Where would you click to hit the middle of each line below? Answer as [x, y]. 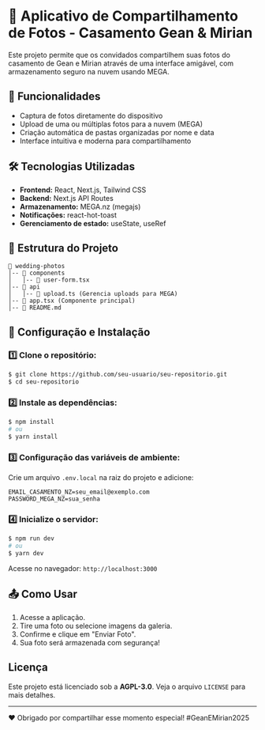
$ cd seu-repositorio [44, 382]
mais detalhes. [32, 694]
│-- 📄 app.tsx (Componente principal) [72, 301]
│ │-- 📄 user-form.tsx [49, 280]
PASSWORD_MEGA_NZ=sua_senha [54, 499]
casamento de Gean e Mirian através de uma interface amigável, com [121, 63]
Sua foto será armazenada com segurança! [90, 642]
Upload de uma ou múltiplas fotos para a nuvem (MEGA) [111, 124]
